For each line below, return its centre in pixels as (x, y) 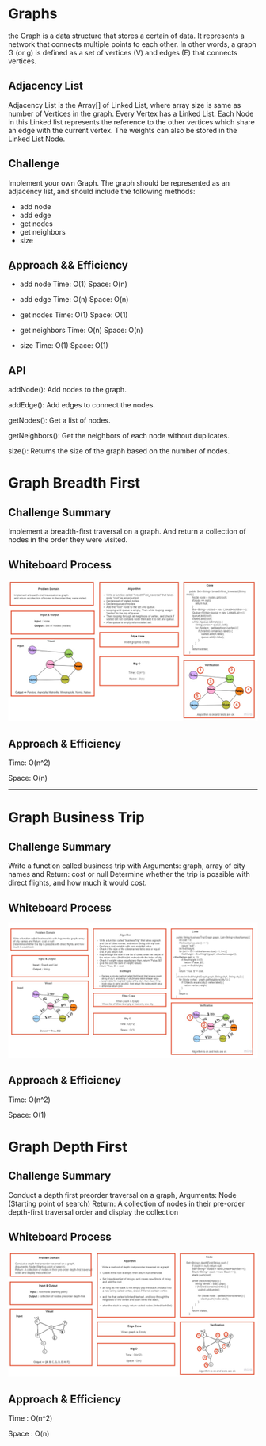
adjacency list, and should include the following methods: (102, 191)
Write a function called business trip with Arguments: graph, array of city (127, 866)
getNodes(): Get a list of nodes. (59, 420)
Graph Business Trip (76, 818)
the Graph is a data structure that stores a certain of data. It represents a (127, 36)
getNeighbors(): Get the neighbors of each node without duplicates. (119, 436)
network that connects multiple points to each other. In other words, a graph (133, 44)
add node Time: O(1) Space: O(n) (74, 284)
